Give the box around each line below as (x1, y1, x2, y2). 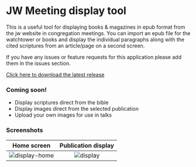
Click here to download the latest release (6, 71, 105, 78)
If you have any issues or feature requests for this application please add (6, 53, 182, 60)
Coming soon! (6, 86, 47, 94)
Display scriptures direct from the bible (14, 99, 109, 106)
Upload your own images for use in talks (14, 111, 112, 118)
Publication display (59, 141, 114, 149)
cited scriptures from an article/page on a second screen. (6, 42, 145, 49)
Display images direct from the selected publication (14, 105, 139, 113)
